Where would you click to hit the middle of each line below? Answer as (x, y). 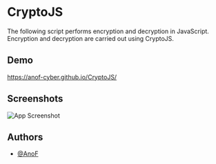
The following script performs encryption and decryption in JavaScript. (108, 31)
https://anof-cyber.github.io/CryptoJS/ (62, 77)
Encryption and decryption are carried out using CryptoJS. (91, 38)
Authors (25, 137)
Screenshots (35, 99)
